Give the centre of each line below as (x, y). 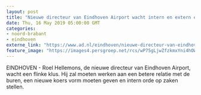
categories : (21, 28)
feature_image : (25, 51)
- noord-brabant (26, 34)
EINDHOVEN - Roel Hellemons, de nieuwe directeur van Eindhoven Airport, (98, 68)
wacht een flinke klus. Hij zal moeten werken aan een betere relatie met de (98, 74)
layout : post (22, 12)
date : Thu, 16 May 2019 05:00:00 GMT (53, 23)
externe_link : (24, 45)
